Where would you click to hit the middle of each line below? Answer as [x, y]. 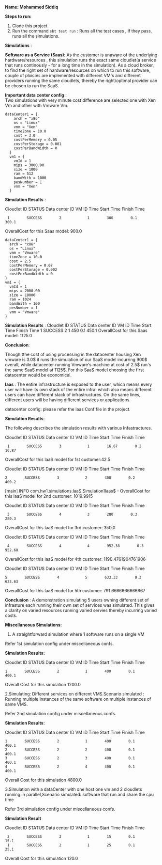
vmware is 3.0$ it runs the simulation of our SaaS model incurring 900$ [76, 360]
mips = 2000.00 [25, 291]
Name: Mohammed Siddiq [32, 7]
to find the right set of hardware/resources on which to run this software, [78, 70]
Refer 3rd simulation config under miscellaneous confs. [60, 809]
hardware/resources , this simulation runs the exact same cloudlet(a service [81, 60]
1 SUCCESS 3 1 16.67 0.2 [74, 446]
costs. [11, 615]
